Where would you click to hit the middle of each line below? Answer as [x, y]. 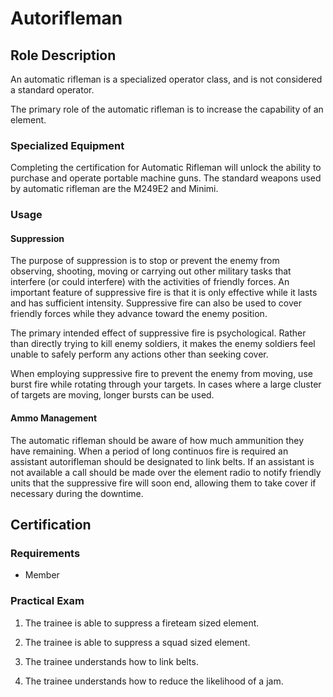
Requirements [45, 553]
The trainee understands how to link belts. [111, 661]
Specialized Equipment [67, 145]
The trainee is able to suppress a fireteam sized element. [142, 623]
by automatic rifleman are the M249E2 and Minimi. [114, 189]
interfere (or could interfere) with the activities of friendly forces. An [150, 282]
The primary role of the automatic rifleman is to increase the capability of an [167, 109]
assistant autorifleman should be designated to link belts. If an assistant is [162, 461]
